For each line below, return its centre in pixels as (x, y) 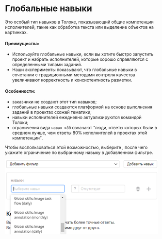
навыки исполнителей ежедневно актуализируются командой (77, 118)
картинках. (16, 32)
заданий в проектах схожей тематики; (52, 112)
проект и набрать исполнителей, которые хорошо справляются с (80, 59)
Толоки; (20, 122)
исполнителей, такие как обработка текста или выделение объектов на (80, 27)
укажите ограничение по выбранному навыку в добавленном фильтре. (79, 153)
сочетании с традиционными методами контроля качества (73, 75)
